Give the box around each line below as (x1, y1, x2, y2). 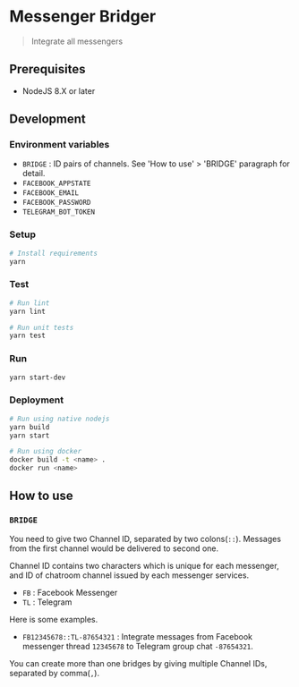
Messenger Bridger (9, 6, 157, 27)
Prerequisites (9, 62, 86, 77)
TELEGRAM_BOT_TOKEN (21, 208, 96, 216)
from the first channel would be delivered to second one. (9, 543, 219, 554)
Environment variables (9, 139, 110, 151)
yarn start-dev (9, 373, 66, 382)
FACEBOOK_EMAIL (21, 189, 80, 198)
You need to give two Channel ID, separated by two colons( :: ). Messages (9, 533, 282, 544)
